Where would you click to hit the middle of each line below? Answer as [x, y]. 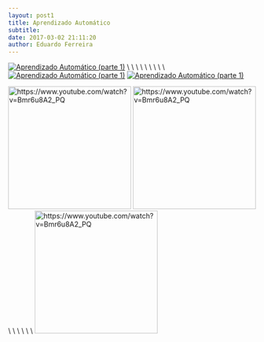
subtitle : [24, 30]
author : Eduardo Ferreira [50, 45]
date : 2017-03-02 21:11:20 [52, 37]
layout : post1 [31, 15]
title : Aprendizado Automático [59, 23]
